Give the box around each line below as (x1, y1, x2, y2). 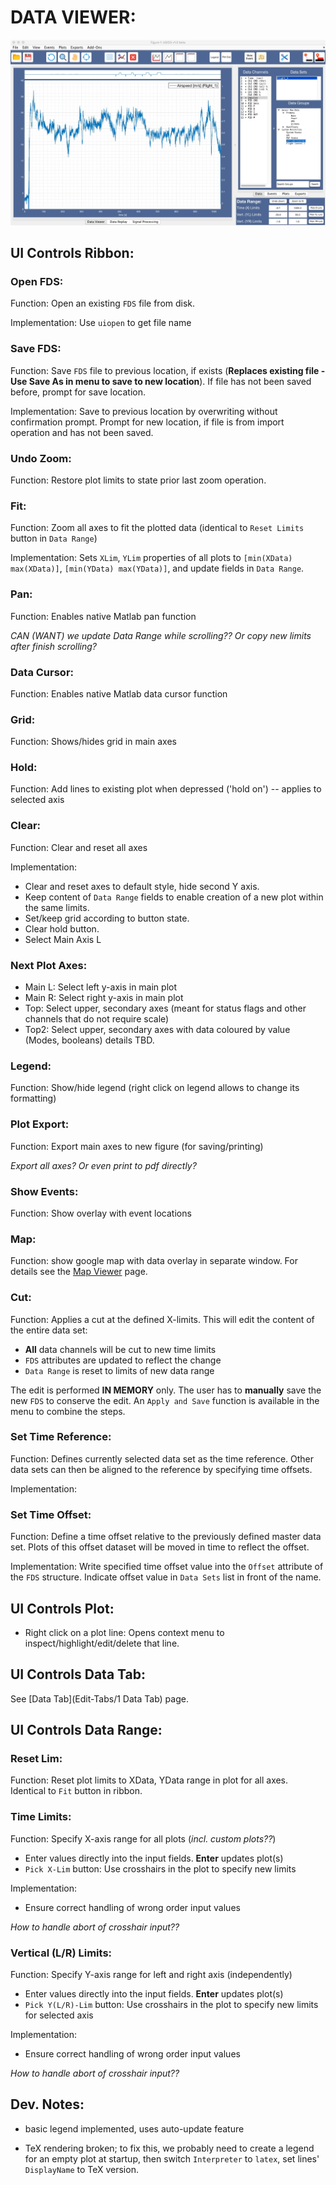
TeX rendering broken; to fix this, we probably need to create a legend (24, 2142, 315, 2154)
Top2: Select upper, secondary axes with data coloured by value (24, 1024, 291, 1036)
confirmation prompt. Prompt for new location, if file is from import (10, 416, 285, 428)
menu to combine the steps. (10, 1405, 126, 1417)
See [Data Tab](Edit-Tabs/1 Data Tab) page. (10, 1692, 189, 1705)
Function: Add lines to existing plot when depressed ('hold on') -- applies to (10, 783, 322, 795)
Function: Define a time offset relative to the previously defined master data (10, 1531, 322, 1543)
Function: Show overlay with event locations (10, 1207, 192, 1219)
